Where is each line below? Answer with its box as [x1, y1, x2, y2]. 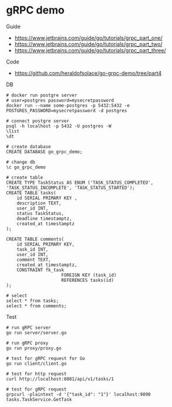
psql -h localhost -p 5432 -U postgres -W [6, 123, 112, 129]
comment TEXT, [16, 257, 51, 263]
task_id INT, [16, 246, 49, 253]
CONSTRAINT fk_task [16, 267, 65, 273]
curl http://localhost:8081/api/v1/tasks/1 [6, 376, 114, 382]
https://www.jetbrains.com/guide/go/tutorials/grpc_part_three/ [14, 46, 166, 53]
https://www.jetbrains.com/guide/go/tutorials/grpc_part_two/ [14, 41, 163, 48]
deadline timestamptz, [16, 216, 72, 221]
